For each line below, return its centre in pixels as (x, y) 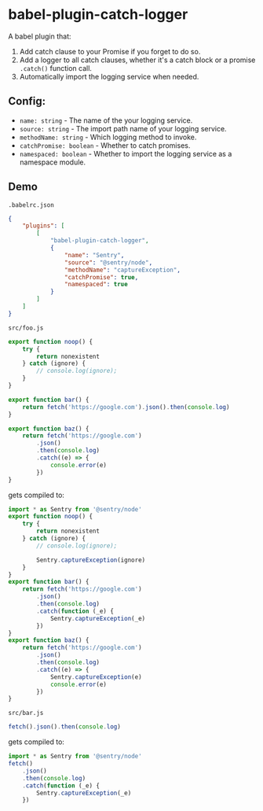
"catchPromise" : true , (101, 277)
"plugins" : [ (44, 226)
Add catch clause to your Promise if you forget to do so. (110, 51)
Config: (27, 101)
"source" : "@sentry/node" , (108, 262)
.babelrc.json (31, 205)
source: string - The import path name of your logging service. (123, 128)
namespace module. (53, 162)
